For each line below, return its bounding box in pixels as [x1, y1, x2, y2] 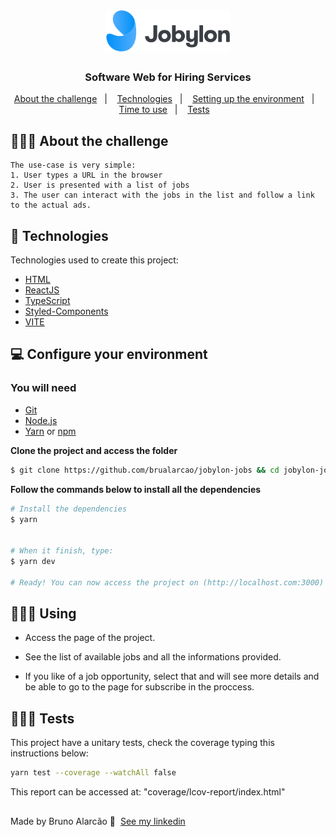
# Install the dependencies [10, 504, 128, 514]
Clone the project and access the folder [10, 444, 178, 456]
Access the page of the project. [24, 632, 156, 644]
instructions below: [10, 747, 89, 759]
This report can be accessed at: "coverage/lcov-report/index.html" [10, 786, 286, 798]
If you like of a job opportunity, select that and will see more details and [24, 670, 320, 683]
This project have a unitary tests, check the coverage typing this [10, 737, 275, 749]
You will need [10, 381, 77, 395]
